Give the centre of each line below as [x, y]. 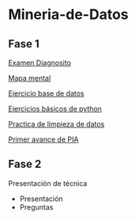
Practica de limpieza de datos [57, 124]
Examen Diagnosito [40, 63]
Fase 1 [24, 44]
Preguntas [36, 207]
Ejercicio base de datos [46, 93]
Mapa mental [30, 78]
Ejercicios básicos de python [55, 109]
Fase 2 [25, 164]
